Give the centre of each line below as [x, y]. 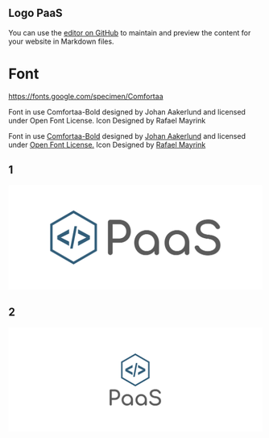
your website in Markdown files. [61, 41]
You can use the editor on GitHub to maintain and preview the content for [130, 32]
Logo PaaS [35, 13]
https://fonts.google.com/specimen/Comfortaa [86, 96]
